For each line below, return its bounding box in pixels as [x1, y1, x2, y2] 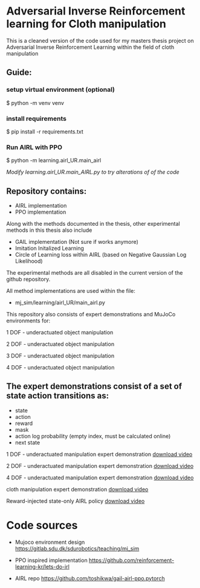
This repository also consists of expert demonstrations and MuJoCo [6, 311, 176, 318]
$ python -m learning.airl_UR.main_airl [6, 157, 102, 164]
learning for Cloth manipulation [6, 17, 166, 31]
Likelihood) [15, 258, 44, 265]
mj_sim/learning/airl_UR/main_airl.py [15, 299, 106, 306]
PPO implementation [15, 208, 66, 216]
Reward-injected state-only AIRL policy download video [6, 497, 145, 505]
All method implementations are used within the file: [6, 287, 136, 295]
